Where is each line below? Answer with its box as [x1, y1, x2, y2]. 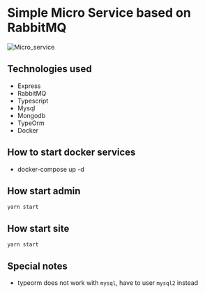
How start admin [7, 185, 81, 197]
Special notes [7, 260, 68, 272]
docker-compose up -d [17, 165, 85, 173]
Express [17, 82, 41, 90]
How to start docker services [7, 147, 136, 159]
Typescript [17, 96, 49, 105]
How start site [7, 222, 70, 235]
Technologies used [7, 63, 92, 75]
